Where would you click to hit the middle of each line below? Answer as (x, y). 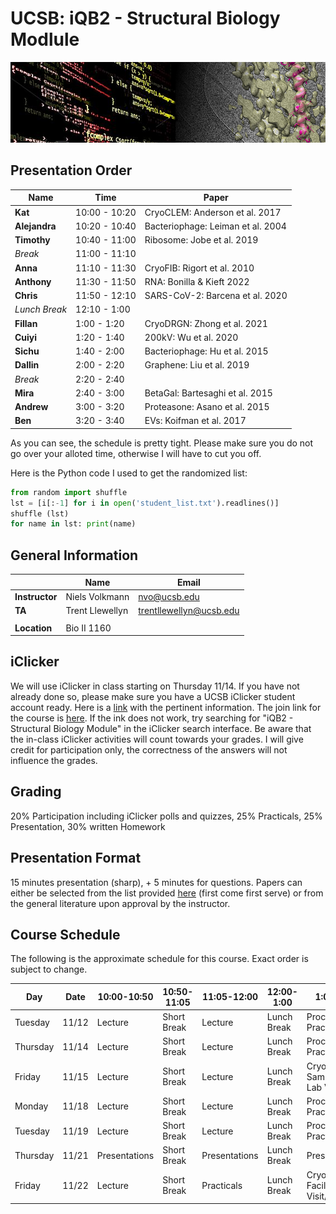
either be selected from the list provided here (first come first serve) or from (167, 893)
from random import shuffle (69, 492)
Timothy (32, 240)
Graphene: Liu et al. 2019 (197, 365)
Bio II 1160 (88, 628)
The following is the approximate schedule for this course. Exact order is (159, 959)
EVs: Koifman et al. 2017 (195, 421)
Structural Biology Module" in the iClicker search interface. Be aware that (161, 728)
